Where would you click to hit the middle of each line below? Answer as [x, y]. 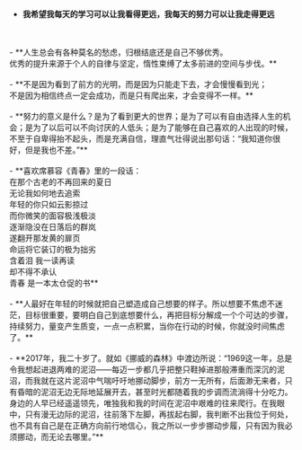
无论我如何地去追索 [45, 193]
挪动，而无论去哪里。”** [60, 437]
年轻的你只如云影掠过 [49, 204]
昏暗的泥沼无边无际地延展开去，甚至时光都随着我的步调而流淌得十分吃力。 [155, 392]
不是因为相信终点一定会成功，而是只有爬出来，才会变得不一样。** [132, 95]
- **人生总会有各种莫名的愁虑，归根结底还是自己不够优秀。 [119, 52]
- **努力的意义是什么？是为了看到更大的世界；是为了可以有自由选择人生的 [146, 116]
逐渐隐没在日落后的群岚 [53, 227]
